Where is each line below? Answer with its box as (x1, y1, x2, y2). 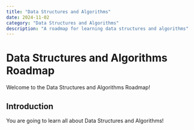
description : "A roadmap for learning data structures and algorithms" (6, 25, 189, 32)
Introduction (6, 101, 54, 111)
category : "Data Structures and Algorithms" (6, 20, 119, 26)
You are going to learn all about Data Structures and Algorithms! (6, 117, 164, 124)
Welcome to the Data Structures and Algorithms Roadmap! (6, 84, 151, 91)
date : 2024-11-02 (6, 14, 50, 20)
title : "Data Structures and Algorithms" (6, 8, 111, 15)
